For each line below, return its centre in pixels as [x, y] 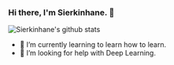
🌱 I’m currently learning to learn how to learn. [93, 45]
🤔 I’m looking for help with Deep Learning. [87, 53]
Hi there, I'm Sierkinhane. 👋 [61, 13]
